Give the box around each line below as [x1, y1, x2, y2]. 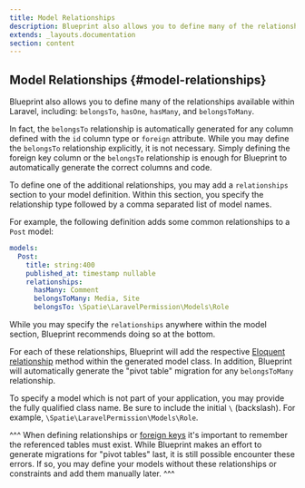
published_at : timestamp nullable [25, 268, 156, 278]
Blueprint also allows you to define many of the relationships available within [9, 96, 295, 107]
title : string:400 [25, 260, 95, 269]
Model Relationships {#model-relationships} [9, 72, 267, 87]
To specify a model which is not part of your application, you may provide [9, 393, 285, 404]
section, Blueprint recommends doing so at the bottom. [9, 328, 216, 340]
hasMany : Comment [33, 286, 100, 295]
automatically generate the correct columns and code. [9, 162, 212, 173]
